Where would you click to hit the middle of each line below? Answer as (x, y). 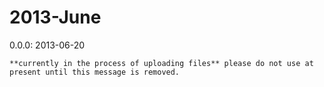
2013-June (55, 17)
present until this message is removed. (95, 72)
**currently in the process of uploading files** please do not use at (161, 63)
